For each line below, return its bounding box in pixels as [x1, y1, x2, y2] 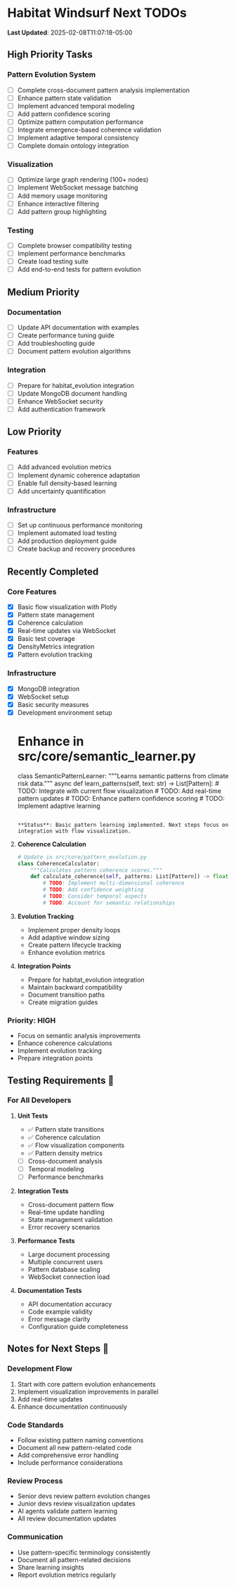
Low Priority [7, 426, 62, 438]
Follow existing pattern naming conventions [17, 1436, 144, 1444]
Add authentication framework [17, 405, 106, 413]
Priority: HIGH [7, 1016, 56, 1025]
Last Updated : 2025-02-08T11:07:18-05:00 [7, 28, 133, 37]
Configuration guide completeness [27, 1323, 129, 1331]
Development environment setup [17, 708, 112, 716]
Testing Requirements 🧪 [7, 1074, 114, 1086]
